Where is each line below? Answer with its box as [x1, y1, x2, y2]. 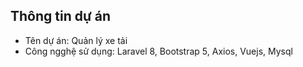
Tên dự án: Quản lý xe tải [24, 34, 128, 46]
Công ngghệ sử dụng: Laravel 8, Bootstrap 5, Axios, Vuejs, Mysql [24, 45, 293, 57]
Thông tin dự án [10, 8, 112, 25]
